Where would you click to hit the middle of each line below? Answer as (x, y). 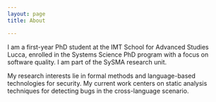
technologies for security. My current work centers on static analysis (107, 83)
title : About (26, 21)
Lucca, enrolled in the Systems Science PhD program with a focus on (108, 55)
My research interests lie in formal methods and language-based (102, 76)
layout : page (26, 14)
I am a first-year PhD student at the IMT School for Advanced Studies (108, 47)
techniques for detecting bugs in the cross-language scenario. (98, 91)
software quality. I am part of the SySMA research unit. (87, 62)
